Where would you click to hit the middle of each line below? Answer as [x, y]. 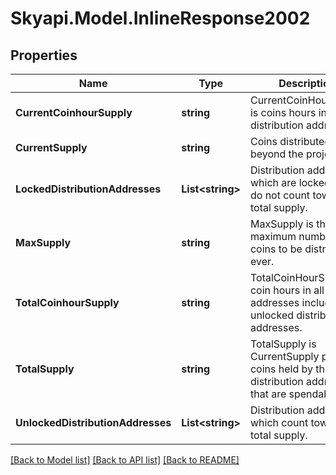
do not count [280, 195]
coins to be [276, 249]
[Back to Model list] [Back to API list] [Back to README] [125, 460]
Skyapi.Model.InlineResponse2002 [160, 18]
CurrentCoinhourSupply [74, 112]
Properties [44, 55]
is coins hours [283, 112]
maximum [273, 236]
